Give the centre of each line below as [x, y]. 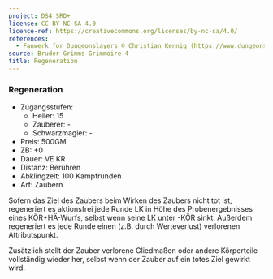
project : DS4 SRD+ [39, 16]
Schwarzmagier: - [63, 133]
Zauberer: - [52, 124]
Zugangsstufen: [47, 107]
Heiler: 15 [48, 116]
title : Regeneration [43, 62]
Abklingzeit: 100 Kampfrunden [71, 176]
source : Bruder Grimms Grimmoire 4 [69, 54]
